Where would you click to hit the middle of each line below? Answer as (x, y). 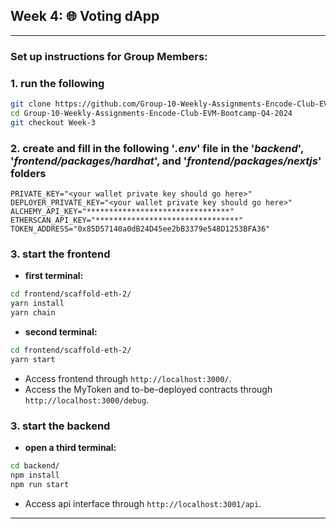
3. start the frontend (60, 254)
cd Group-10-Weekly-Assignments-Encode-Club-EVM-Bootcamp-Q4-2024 (151, 113)
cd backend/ (35, 465)
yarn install (37, 304)
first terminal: (54, 276)
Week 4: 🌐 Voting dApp (85, 16)
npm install (35, 475)
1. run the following (57, 83)
